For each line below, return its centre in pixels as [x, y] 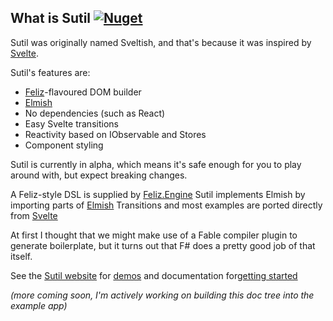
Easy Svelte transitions [71, 123]
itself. [21, 256]
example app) [39, 305]
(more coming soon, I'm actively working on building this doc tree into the [162, 295]
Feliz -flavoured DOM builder [83, 92]
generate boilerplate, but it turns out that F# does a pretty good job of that [163, 245]
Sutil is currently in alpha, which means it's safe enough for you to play [156, 164]
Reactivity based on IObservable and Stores [115, 134]
